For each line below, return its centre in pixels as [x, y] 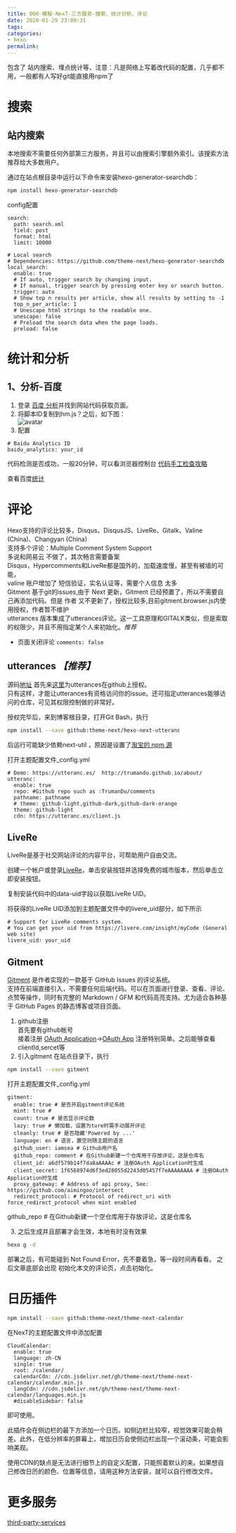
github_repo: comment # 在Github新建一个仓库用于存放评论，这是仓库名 [109, 1156]
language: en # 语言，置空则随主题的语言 [69, 1141]
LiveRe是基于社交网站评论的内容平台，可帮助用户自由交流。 [94, 855]
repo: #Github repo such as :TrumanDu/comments [85, 791]
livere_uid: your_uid [39, 940]
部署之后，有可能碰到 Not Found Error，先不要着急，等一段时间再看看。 [111, 1259]
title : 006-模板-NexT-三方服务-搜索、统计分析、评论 [78, 14]
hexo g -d [22, 1245]
